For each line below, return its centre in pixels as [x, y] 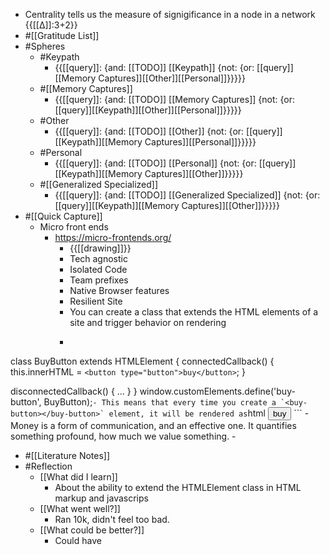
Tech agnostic [98, 258]
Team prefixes [99, 280]
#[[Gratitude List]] [62, 35]
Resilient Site [96, 301]
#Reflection [48, 466]
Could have [78, 540]
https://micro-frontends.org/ [113, 237]
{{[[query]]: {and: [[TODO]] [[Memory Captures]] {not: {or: [175, 99]
